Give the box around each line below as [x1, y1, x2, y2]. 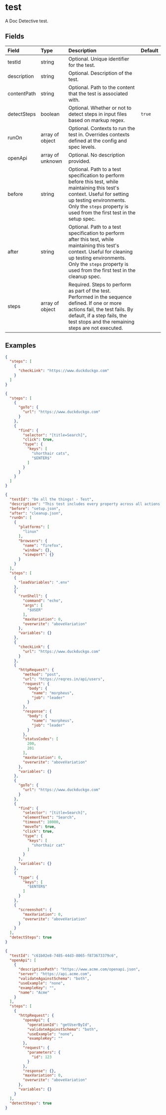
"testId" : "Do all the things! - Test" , [9, 496, 94, 502]
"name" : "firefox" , [23, 543, 63, 548]
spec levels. [68, 143, 96, 150]
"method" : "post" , [23, 672, 61, 677]
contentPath [7, 90, 36, 97]
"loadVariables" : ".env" [18, 580, 70, 585]
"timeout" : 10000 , [23, 820, 61, 825]
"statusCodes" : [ [23, 737, 58, 742]
